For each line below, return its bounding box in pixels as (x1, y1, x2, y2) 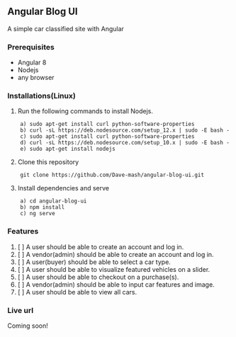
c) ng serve (20, 210, 55, 217)
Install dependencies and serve (17, 184, 110, 193)
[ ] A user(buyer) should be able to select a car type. (17, 258, 172, 266)
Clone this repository (17, 158, 79, 166)
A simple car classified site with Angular (7, 24, 124, 33)
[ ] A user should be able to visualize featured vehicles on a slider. (17, 265, 210, 273)
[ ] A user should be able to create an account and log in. (17, 242, 184, 251)
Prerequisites (7, 42, 55, 52)
